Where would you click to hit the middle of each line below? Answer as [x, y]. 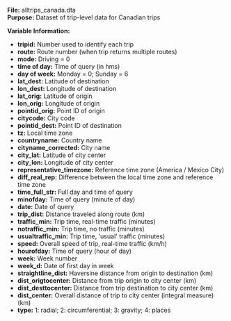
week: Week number [47, 258]
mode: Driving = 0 [43, 59]
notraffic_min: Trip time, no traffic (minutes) [81, 229]
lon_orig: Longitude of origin [58, 103]
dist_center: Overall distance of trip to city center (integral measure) [115, 295]
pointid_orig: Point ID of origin [61, 111]
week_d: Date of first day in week [66, 266]
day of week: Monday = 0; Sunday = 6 [73, 74]
